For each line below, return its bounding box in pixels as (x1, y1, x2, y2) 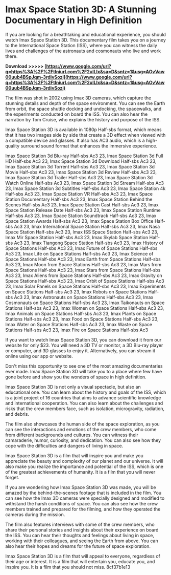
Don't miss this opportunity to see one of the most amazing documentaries (5, 363, 163, 369)
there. (5, 53, 18, 59)
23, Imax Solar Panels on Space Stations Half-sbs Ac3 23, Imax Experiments (5, 283, 166, 289)
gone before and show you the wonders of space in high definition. (5, 374, 146, 380)
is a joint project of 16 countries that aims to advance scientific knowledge (5, 394, 161, 400)
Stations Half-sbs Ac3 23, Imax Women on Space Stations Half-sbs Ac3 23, (5, 305, 164, 311)
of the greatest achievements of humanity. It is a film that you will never (5, 468, 156, 475)
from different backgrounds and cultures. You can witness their (5, 432, 139, 438)
